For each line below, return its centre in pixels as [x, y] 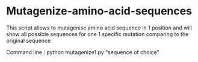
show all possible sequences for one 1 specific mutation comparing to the [97, 34]
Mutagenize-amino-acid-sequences [99, 11]
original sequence [29, 40]
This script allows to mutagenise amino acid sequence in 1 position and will [99, 28]
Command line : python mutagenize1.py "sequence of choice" [83, 52]
